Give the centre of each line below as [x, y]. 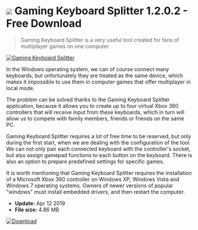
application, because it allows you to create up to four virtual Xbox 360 [92, 106]
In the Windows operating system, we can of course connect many [88, 69]
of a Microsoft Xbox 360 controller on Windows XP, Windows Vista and [93, 179]
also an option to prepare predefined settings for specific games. [85, 161]
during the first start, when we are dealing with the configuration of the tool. [98, 142]
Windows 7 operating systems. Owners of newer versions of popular [90, 186]
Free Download [44, 23]
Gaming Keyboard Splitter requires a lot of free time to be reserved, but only [99, 136]
